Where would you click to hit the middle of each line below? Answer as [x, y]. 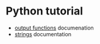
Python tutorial [45, 11]
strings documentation [43, 34]
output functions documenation [54, 28]
